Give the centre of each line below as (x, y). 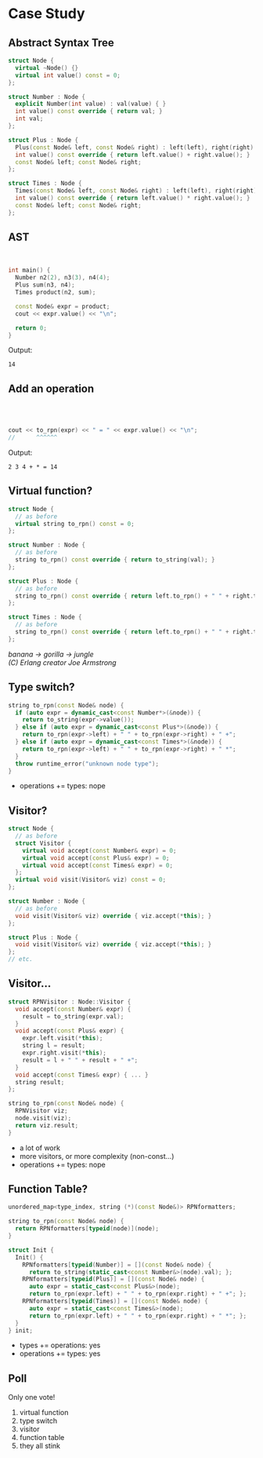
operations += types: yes (60, 1354)
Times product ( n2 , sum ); (56, 292)
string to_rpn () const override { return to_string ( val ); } (115, 560)
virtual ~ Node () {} (47, 68)
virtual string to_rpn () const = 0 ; (75, 524)
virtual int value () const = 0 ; (68, 75)
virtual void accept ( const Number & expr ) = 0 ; (99, 850)
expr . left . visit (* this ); (63, 1038)
